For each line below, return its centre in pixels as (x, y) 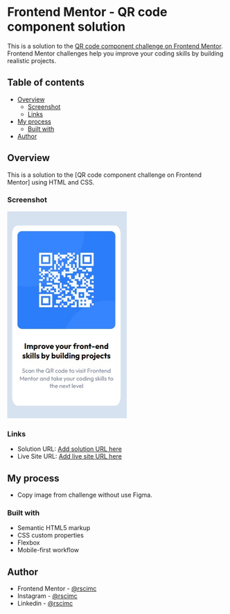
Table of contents (46, 83)
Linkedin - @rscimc (45, 604)
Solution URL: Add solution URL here (70, 449)
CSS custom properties (51, 536)
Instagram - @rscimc (47, 596)
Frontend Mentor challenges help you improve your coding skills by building (115, 53)
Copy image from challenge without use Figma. (85, 495)
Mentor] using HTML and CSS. (51, 182)
